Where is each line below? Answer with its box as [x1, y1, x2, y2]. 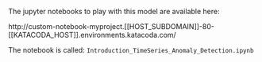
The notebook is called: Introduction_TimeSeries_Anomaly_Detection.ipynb [8, 46, 254, 54]
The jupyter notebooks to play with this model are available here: [8, 7, 220, 16]
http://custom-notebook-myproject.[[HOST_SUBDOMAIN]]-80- [8, 22, 214, 31]
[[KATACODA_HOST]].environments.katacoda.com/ [8, 31, 176, 39]
